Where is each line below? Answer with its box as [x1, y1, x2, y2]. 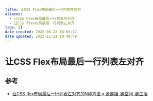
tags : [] [5, 25, 23, 30]
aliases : [5, 12, 23, 16]
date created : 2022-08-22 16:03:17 [5, 29, 77, 34]
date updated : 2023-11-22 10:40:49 [5, 34, 77, 39]
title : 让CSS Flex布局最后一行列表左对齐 [5, 7, 82, 12]
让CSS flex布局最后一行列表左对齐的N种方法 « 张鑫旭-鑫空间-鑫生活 [12, 90, 148, 97]
